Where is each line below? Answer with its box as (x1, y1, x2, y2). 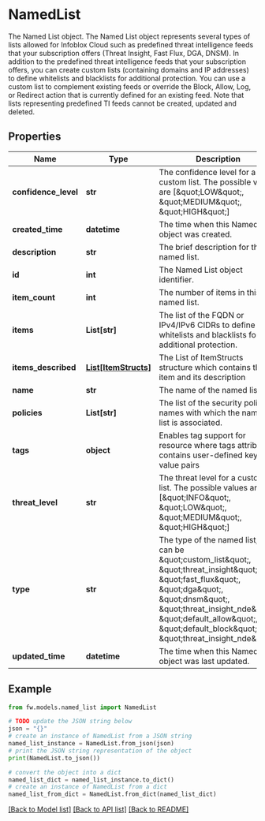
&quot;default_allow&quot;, (159, 613, 258, 624)
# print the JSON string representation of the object (8, 747, 192, 755)
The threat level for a (159, 472, 236, 483)
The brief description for (159, 241, 250, 252)
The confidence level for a (159, 166, 256, 177)
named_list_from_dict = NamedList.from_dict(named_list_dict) (8, 790, 217, 798)
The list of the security (159, 397, 242, 408)
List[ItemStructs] (85, 361, 151, 372)
